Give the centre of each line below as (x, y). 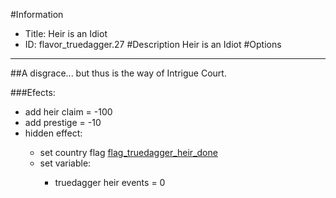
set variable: (65, 163)
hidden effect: (53, 133)
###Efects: (33, 92)
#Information (37, 14)
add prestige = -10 (63, 122)
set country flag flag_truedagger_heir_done (128, 152)
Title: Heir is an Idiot (66, 33)
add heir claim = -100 (68, 112)
